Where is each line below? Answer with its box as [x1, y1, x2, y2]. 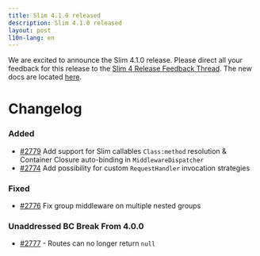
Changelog [8, 100, 82, 118]
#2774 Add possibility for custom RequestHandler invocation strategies [19, 163, 250, 173]
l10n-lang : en [8, 33, 55, 42]
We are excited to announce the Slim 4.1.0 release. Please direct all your [8, 55, 243, 65]
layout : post [8, 26, 52, 34]
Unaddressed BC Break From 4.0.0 [8, 220, 144, 231]
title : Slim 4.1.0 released [8, 11, 101, 20]
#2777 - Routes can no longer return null [19, 239, 156, 248]
